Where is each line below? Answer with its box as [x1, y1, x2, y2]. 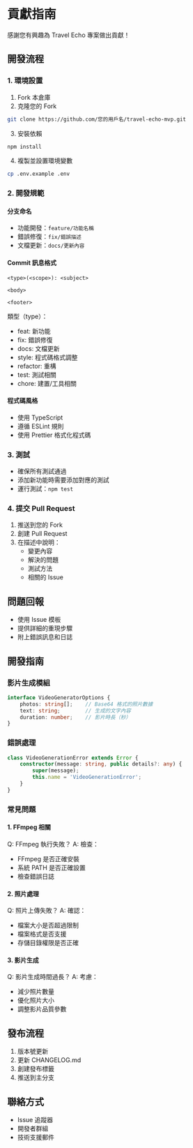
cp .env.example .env [7, 170, 70, 178]
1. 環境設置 [7, 76, 43, 86]
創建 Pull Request [17, 530, 68, 538]
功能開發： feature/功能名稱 [17, 224, 94, 232]
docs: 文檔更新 [17, 344, 61, 352]
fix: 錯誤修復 [17, 336, 53, 344]
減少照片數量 [17, 987, 54, 996]
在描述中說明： [17, 538, 61, 546]
